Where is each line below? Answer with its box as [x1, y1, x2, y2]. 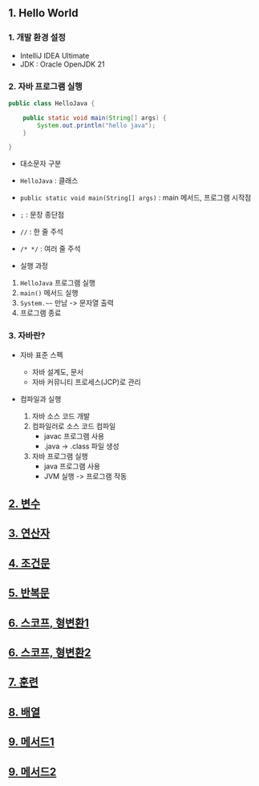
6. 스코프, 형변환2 [8, 646, 91, 659]
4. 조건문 [8, 557, 51, 570]
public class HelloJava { [8, 99, 95, 107]
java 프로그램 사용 [43, 461, 101, 471]
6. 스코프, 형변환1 [8, 616, 90, 630]
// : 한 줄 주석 [19, 227, 64, 237]
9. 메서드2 [8, 765, 57, 779]
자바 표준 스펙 [19, 350, 63, 359]
